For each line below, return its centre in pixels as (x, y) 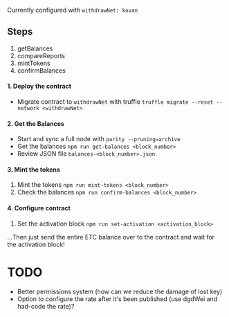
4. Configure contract (39, 208)
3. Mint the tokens (34, 170)
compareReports (41, 55)
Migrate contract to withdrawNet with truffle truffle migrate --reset (115, 102)
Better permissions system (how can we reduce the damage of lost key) (120, 291)
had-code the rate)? (46, 306)
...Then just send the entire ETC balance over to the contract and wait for (111, 237)
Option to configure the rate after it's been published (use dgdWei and (117, 299)
